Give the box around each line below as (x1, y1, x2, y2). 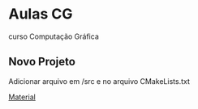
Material (8, 92, 37, 102)
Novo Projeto (8, 55, 75, 69)
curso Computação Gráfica (8, 31, 99, 41)
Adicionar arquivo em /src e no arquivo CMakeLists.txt (8, 76, 191, 86)
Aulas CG (8, 5, 73, 23)
